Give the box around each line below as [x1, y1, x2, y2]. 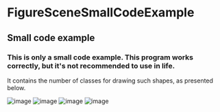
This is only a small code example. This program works [7, 53, 194, 62]
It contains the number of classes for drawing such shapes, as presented [7, 76, 214, 85]
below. [7, 83, 26, 92]
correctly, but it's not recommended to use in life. [7, 61, 175, 70]
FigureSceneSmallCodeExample [7, 5, 195, 20]
